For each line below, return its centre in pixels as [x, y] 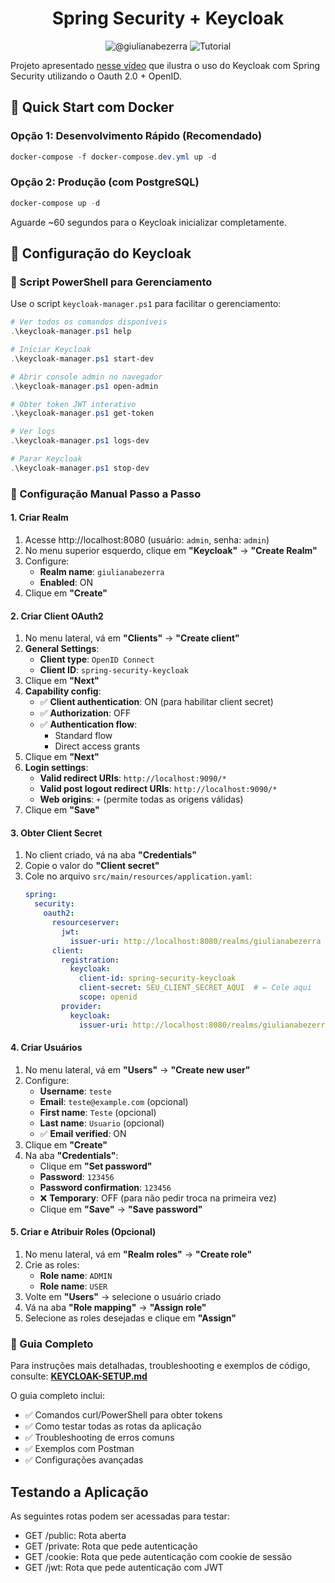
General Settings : [62, 649]
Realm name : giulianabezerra [102, 571]
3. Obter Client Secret [56, 833]
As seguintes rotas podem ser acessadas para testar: [120, 1516]
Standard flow [83, 736]
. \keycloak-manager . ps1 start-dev [82, 358]
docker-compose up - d [55, 203]
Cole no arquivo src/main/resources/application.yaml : [138, 876]
